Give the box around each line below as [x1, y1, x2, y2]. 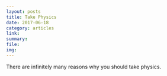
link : [6, 31, 20, 37]
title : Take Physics [6, 14, 57, 20]
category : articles [6, 25, 54, 31]
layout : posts [6, 8, 41, 15]
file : [6, 42, 20, 48]
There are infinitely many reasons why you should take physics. [6, 63, 162, 70]
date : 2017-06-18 [6, 19, 49, 25]
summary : [6, 36, 28, 42]
